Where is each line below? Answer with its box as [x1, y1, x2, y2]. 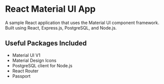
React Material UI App [5, 3, 96, 15]
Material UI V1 [12, 52, 41, 58]
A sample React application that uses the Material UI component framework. [5, 20, 160, 26]
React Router [12, 68, 39, 74]
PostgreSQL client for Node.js [12, 62, 73, 68]
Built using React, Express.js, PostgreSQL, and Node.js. [5, 25, 117, 30]
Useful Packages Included [5, 39, 87, 48]
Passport [12, 73, 31, 79]
